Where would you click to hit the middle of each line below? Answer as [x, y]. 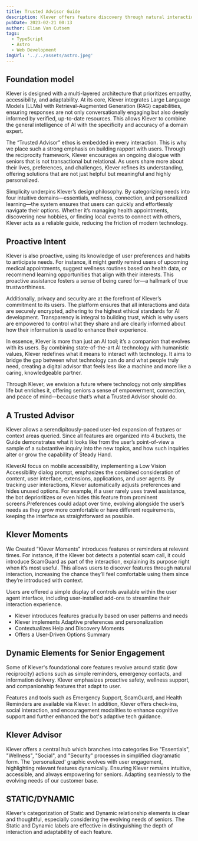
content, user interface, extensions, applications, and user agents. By [90, 479]
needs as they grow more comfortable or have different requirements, [91, 510]
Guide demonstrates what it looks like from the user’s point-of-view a [90, 442]
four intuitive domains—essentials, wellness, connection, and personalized [97, 198]
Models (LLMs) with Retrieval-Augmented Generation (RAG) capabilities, [94, 106]
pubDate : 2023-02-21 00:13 [39, 22]
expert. [15, 131]
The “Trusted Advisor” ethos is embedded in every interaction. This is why [96, 143]
